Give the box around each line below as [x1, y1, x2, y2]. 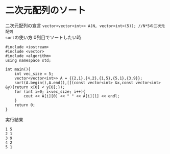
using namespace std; [5, 58, 52, 63]
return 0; [14, 102, 36, 108]
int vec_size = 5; [14, 71, 54, 76]
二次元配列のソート [5, 5, 86, 16]
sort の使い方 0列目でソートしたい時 [5, 34, 82, 40]
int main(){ [5, 67, 31, 72]
